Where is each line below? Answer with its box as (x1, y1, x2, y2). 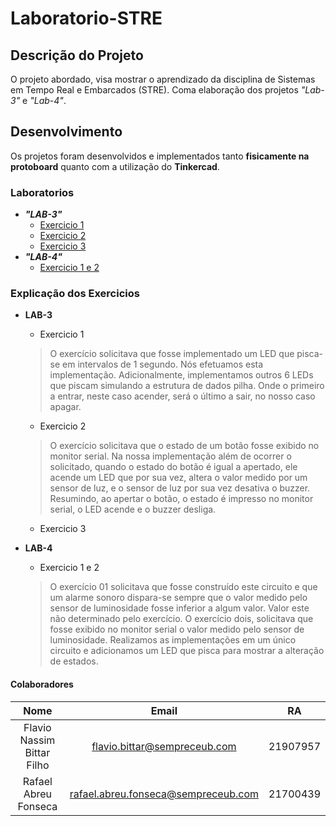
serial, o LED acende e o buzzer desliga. (49, 503, 217, 516)
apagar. (49, 401, 82, 413)
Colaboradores (10, 678, 74, 690)
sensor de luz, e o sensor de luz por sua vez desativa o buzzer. (49, 482, 311, 494)
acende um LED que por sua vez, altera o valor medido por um (49, 472, 308, 484)
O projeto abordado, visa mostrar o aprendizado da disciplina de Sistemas (10, 73, 316, 85)
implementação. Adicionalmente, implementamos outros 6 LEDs (49, 369, 314, 381)
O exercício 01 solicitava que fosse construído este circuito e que (49, 581, 318, 593)
